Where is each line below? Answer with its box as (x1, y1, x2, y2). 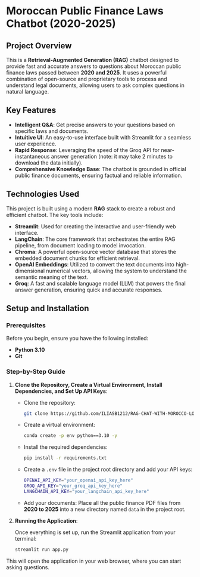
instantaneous (14, 153, 50, 160)
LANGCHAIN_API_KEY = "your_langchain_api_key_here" (23, 488, 150, 494)
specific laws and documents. (14, 127, 89, 135)
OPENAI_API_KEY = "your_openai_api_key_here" (23, 477, 134, 483)
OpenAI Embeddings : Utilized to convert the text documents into (14, 260, 174, 268)
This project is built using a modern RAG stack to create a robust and (6, 204, 176, 212)
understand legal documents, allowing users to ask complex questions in (6, 82, 185, 89)
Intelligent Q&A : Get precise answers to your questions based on (14, 121, 176, 128)
